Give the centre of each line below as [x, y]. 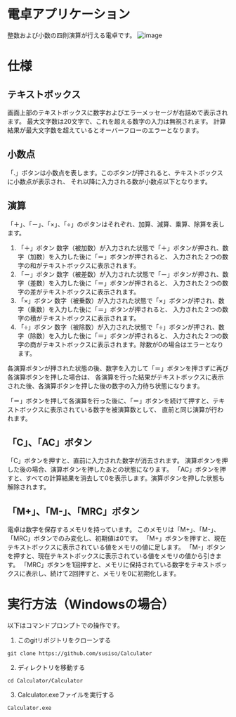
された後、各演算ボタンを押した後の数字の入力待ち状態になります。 [105, 386]
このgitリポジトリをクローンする [64, 640]
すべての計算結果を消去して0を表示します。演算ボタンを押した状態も [125, 478]
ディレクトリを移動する [51, 668]
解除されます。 [29, 487]
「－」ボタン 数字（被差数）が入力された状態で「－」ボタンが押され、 [120, 274]
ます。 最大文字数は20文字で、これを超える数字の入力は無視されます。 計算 [117, 121]
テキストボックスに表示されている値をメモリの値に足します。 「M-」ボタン [117, 547]
